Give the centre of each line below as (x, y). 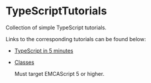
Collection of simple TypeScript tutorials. (56, 27)
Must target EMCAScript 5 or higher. (59, 73)
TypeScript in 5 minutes (44, 50)
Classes (24, 62)
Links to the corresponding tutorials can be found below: (76, 39)
